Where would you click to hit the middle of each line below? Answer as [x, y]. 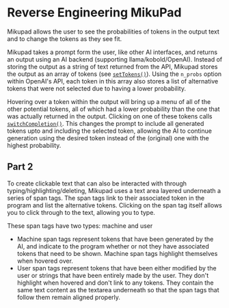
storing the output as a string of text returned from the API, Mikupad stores [112, 66]
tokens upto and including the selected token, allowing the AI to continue [109, 131]
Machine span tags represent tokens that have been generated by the [115, 239]
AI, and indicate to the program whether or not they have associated [113, 246]
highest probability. [34, 145]
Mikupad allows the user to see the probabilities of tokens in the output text [113, 31]
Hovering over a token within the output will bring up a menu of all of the [109, 101]
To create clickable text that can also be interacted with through [97, 183]
